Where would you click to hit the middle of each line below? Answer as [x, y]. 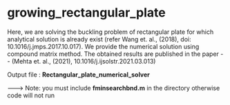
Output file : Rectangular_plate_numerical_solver [79, 75]
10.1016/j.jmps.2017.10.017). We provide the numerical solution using [103, 46]
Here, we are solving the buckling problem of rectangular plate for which [111, 32]
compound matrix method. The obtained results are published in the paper [113, 54]
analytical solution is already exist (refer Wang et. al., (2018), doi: [99, 39]
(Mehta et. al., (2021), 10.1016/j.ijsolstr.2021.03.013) [84, 61]
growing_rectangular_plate [86, 13]
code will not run [31, 95]
